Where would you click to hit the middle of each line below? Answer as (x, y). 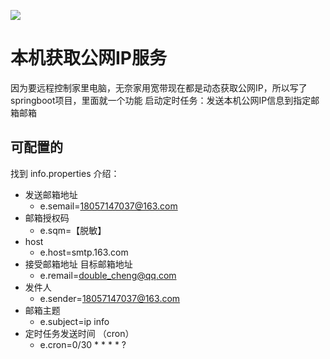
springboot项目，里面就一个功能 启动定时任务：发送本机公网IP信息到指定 (161, 100)
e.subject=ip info (74, 321)
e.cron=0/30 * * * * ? (83, 344)
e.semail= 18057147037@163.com (108, 206)
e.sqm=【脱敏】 (73, 230)
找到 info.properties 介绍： (65, 173)
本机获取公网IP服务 (89, 58)
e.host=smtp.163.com (84, 252)
